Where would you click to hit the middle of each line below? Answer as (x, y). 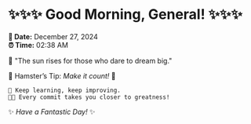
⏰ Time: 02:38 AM (38, 45)
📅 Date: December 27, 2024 (53, 36)
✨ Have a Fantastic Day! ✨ (52, 111)
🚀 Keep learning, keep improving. (65, 90)
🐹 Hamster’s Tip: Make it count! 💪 (62, 75)
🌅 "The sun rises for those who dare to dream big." (90, 60)
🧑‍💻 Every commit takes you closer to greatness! (89, 97)
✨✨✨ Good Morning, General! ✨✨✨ (125, 15)
